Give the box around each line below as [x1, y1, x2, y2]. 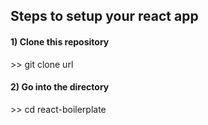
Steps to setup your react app [10, 8, 199, 25]
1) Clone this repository [10, 35, 110, 48]
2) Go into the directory [10, 81, 110, 93]
